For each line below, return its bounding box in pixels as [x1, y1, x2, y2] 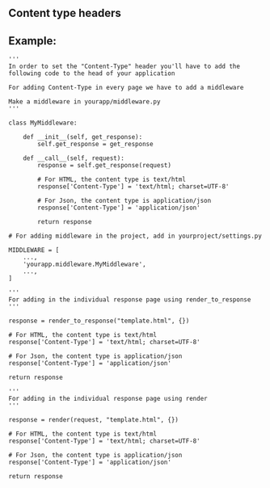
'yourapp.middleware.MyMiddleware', [23, 260, 147, 269]
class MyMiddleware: [8, 119, 78, 128]
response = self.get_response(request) [37, 162, 172, 170]
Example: [8, 34, 57, 48]
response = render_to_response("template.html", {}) [8, 317, 190, 326]
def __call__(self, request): [23, 154, 125, 162]
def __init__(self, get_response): [23, 133, 143, 141]
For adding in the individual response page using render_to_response [8, 296, 251, 304]
